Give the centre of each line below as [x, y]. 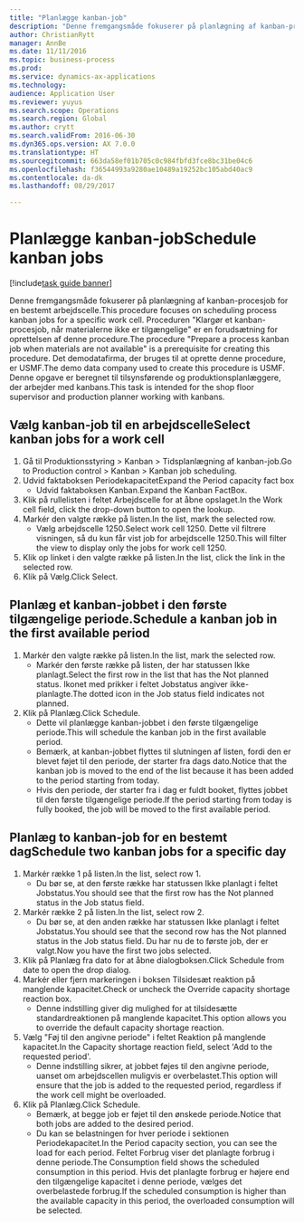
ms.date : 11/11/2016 [48, 52]
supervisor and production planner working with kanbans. [117, 397]
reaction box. [47, 998]
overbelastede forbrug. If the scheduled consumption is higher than [161, 1190]
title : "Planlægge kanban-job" [68, 18]
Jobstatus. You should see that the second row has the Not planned [161, 931]
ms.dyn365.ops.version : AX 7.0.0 [72, 144]
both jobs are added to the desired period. [115, 1123]
